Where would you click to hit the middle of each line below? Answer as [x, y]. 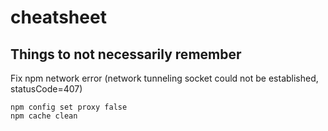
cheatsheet [58, 17]
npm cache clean [44, 116]
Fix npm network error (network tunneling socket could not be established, [164, 78]
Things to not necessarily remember [126, 54]
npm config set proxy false [69, 107]
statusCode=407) [46, 89]
